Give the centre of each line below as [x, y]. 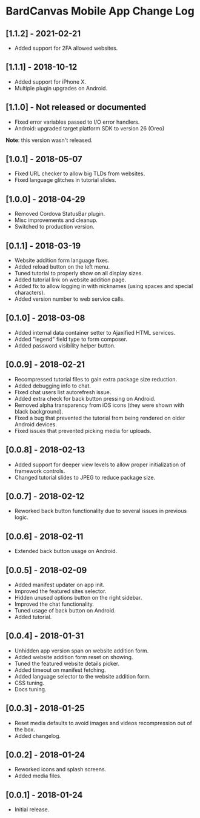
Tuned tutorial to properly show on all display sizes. [79, 273]
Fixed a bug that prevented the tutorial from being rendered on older [100, 418]
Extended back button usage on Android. [66, 551]
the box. [25, 729]
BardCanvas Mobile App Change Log [100, 11]
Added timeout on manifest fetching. [60, 670]
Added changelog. [38, 736]
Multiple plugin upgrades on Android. [61, 88]
